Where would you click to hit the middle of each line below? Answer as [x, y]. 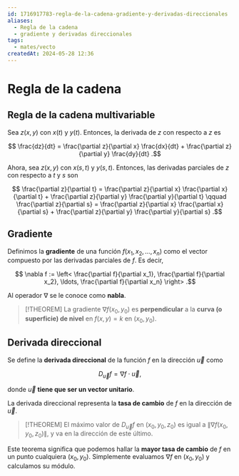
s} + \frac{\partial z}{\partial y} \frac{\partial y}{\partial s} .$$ [132, 212]
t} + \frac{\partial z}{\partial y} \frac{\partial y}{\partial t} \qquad [132, 196]
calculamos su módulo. [41, 466]
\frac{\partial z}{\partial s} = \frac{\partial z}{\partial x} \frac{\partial [116, 204]
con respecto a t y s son [43, 175]
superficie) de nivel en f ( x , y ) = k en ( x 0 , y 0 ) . [91, 320]
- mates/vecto [35, 47]
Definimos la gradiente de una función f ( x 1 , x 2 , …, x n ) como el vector [108, 252]
